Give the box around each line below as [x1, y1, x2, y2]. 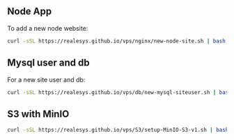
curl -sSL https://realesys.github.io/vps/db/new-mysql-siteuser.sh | [7, 88, 217, 96]
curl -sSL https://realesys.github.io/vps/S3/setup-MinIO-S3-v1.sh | [7, 127, 214, 134]
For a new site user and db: [7, 75, 86, 84]
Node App [7, 6, 52, 17]
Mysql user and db [7, 57, 90, 69]
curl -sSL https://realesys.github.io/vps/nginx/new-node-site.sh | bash [7, 38, 226, 45]
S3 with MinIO [7, 108, 70, 120]
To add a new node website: [7, 24, 88, 32]
